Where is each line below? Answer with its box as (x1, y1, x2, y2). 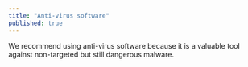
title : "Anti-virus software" (8, 11, 110, 20)
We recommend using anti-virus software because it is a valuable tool (8, 41, 240, 50)
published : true (8, 19, 63, 27)
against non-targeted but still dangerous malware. (8, 49, 175, 59)
